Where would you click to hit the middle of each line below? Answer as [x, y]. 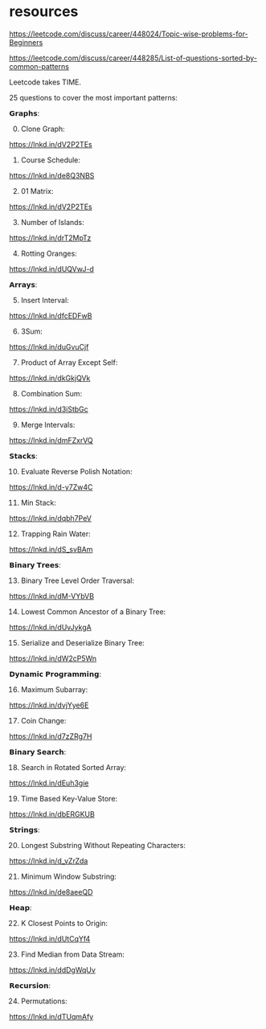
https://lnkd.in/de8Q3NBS [52, 175]
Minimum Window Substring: [69, 876]
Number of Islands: [53, 222]
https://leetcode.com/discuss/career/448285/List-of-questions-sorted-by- [133, 58]
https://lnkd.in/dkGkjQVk [50, 378]
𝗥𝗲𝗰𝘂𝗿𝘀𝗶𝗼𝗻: [30, 985]
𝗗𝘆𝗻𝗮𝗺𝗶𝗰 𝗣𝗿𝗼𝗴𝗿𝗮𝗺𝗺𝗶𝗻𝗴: [55, 674]
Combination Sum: [51, 393]
